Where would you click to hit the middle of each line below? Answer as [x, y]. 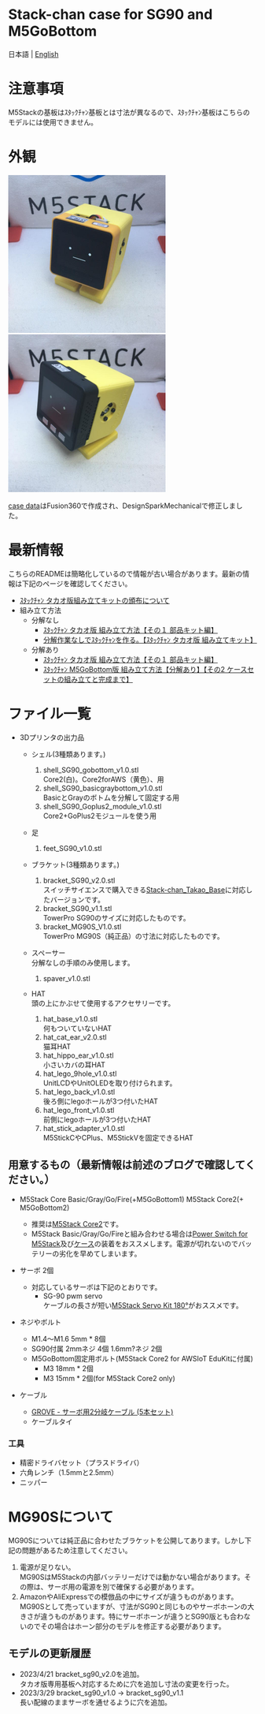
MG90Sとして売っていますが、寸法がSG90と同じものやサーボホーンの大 [137, 1606]
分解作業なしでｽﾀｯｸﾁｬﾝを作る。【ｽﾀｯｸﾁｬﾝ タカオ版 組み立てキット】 [150, 640]
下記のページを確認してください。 [77, 583]
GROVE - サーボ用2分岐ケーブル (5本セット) [102, 1412]
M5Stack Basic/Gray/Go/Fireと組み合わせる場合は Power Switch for [140, 1234]
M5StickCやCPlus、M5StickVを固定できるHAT [118, 1137]
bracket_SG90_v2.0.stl [79, 880]
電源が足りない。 [47, 1566]
